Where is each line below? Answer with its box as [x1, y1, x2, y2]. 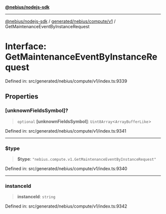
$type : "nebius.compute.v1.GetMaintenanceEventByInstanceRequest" [17, 156, 157, 162]
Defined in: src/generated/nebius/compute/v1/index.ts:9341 [5, 128, 126, 134]
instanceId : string [17, 194, 56, 200]
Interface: [5, 41, 47, 52]
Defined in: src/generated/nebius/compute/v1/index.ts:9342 [5, 203, 127, 209]
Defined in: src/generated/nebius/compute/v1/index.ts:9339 [5, 78, 127, 84]
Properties [5, 92, 39, 101]
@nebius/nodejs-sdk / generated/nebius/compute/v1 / [5, 18, 116, 24]
